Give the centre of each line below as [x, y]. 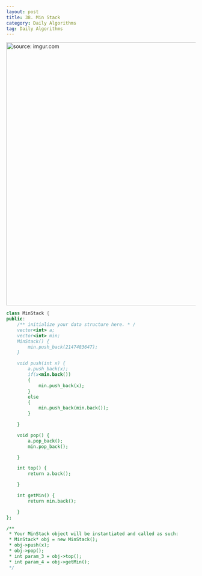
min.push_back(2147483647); [63, 347]
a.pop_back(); [45, 441]
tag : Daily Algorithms [35, 29]
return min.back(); [52, 501]
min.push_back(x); [61, 385]
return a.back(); [49, 474]
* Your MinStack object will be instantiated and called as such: [94, 534]
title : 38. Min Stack [33, 17]
